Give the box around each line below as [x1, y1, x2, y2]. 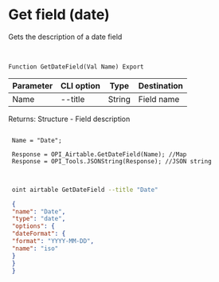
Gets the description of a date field [8, 32, 123, 41]
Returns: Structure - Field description [8, 114, 131, 123]
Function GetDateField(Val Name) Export [8, 62, 145, 71]
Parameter [12, 80, 53, 91]
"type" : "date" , [11, 215, 66, 223]
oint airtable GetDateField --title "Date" [11, 186, 158, 194]
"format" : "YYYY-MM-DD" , [11, 237, 94, 245]
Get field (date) [8, 6, 110, 24]
